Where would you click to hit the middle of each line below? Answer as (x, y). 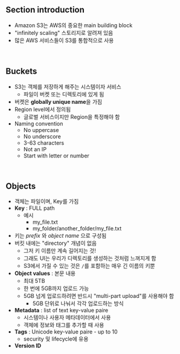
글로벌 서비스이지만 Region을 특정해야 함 (72, 116)
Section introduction (45, 10)
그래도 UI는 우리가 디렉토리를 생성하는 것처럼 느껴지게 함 (90, 258)
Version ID (28, 346)
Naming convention (39, 124)
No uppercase (41, 130)
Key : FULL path (34, 208)
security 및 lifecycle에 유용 (56, 339)
